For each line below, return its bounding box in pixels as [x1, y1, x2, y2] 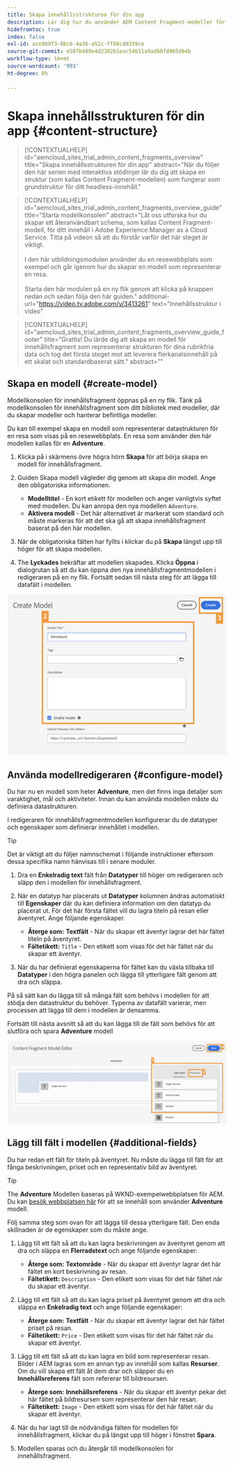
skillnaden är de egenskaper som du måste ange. [7, 1225, 148, 1234]
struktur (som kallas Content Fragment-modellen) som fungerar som [24, 175, 220, 184]
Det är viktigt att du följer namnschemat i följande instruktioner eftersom [7, 850, 214, 858]
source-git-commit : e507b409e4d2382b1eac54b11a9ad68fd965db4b [7, 48, 191, 55]
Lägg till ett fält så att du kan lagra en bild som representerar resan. [17, 1352, 210, 1360]
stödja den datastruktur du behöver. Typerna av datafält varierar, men [7, 999, 207, 1007]
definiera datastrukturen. [7, 802, 79, 810]
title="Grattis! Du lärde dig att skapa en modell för [44, 335, 186, 344]
